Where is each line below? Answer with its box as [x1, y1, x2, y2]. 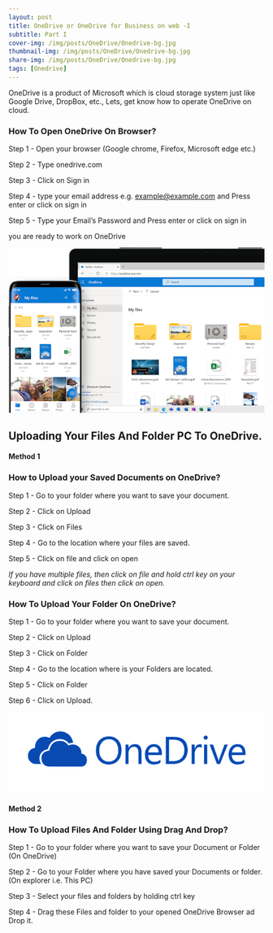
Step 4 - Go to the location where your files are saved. [8, 538, 190, 547]
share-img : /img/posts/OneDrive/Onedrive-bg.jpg [8, 56, 176, 64]
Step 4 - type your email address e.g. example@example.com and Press [8, 191, 251, 201]
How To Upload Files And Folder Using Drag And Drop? [8, 824, 229, 835]
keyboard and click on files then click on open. [8, 578, 165, 587]
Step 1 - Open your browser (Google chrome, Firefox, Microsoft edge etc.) [8, 144, 256, 154]
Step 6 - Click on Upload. [8, 695, 93, 705]
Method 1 [8, 451, 41, 461]
